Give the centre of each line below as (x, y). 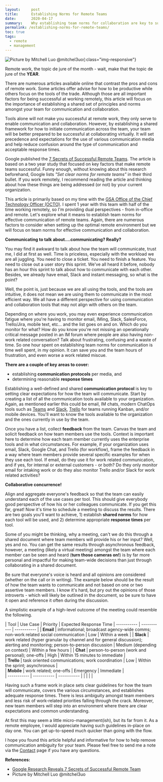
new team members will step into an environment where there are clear (76, 705)
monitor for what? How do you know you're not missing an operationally (77, 329)
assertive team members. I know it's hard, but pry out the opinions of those (80, 590)
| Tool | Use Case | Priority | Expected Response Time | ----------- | (73, 624)
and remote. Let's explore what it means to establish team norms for (73, 214)
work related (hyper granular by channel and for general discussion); (74, 639)
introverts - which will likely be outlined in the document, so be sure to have (81, 595)
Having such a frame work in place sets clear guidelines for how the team (79, 685)
